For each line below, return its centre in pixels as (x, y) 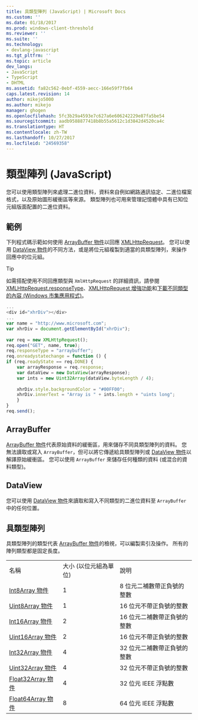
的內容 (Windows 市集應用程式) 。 (47, 296)
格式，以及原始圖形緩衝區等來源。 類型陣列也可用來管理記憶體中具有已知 (95, 199)
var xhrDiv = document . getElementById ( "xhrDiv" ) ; (68, 329)
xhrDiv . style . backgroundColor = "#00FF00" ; (71, 389)
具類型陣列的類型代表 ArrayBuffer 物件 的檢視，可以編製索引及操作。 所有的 (97, 544)
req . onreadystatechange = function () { (57, 356)
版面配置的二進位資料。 (45, 207)
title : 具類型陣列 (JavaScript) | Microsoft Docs (66, 12)
